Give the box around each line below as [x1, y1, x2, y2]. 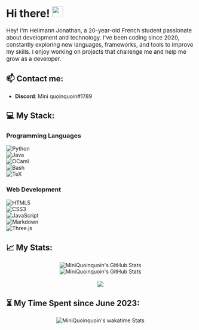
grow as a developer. [6, 54, 62, 63]
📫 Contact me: [6, 74, 64, 84]
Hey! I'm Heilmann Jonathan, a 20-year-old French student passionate [6, 26, 192, 34]
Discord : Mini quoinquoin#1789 [14, 93, 93, 100]
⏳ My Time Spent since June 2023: [6, 298, 140, 308]
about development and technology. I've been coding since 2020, [6, 33, 180, 41]
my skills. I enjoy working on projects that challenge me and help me [6, 48, 186, 56]
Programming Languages [6, 132, 82, 140]
